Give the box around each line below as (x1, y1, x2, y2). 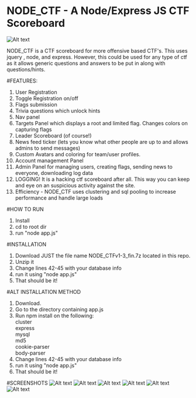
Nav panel (15, 113, 40, 121)
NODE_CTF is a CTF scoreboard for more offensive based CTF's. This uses (6, 47, 188, 54)
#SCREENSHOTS (6, 379, 49, 386)
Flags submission (15, 101, 57, 108)
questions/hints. (6, 66, 46, 73)
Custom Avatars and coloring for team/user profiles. (15, 150, 141, 157)
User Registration (15, 88, 57, 95)
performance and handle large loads (15, 194, 104, 201)
